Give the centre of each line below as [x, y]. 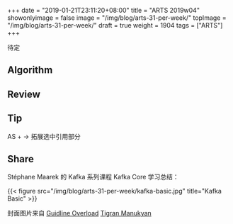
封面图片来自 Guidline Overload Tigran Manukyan [80, 213]
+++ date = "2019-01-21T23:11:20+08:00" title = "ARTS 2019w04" [104, 10]
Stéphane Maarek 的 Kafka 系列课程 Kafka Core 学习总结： [93, 177]
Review [24, 94]
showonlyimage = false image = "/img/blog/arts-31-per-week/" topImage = [117, 18]
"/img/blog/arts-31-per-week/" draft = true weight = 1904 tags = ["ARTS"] [115, 25]
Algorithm [30, 70]
